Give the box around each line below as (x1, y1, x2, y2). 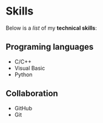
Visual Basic (14, 64, 45, 71)
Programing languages (5, 42, 94, 52)
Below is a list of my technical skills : (5, 24, 98, 32)
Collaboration (5, 88, 58, 99)
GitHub (14, 104, 33, 111)
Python (14, 71, 33, 78)
